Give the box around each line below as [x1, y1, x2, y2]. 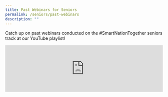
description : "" [5, 16, 39, 21]
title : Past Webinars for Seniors [5, 7, 77, 12]
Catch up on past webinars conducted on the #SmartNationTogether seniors [5, 30, 162, 36]
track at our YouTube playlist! [5, 35, 65, 41]
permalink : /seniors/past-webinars [5, 12, 79, 17]
